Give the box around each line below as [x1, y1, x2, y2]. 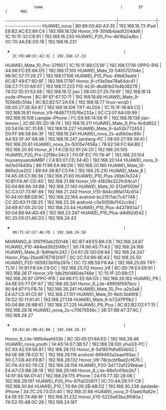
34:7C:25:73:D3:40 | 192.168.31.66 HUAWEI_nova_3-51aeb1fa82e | [23, 389, 159, 394]
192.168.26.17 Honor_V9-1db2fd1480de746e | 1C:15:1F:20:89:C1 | [5, 270, 136, 276]
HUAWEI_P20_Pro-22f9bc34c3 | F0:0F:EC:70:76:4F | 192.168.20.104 [5, 152, 145, 158]
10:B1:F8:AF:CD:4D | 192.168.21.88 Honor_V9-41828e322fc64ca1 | [5, 178, 140, 184]
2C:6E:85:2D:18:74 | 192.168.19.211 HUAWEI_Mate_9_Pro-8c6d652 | [22, 120, 160, 126]
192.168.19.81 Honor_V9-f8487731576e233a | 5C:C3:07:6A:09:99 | [5, 110, 140, 116]
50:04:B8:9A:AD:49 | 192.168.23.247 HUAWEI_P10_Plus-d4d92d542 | [5, 210, 147, 216]
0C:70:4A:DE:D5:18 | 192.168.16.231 [5, 39, 77, 45]
